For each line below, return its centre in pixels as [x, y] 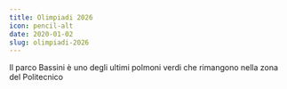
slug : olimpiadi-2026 [49, 42]
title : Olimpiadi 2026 [51, 17]
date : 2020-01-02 [41, 34]
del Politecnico [36, 77]
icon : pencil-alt [41, 26]
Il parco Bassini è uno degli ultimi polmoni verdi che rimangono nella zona [143, 68]
